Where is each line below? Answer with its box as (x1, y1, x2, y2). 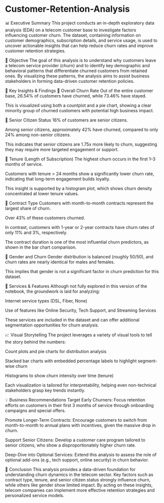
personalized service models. (5, 492, 64, 498)
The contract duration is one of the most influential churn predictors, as (5, 239, 149, 245)
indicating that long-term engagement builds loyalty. (5, 176, 111, 182)
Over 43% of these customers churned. (5, 215, 85, 221)
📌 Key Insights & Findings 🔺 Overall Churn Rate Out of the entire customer (5, 87, 154, 94)
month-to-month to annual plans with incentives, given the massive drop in (5, 422, 156, 428)
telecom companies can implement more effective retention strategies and (5, 487, 155, 493)
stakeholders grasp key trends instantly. (5, 387, 85, 393)
